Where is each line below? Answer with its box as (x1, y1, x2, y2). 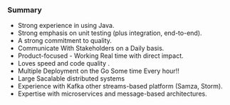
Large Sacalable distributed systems (17, 74, 125, 83)
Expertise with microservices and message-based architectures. (17, 89, 208, 98)
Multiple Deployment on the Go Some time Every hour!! (17, 66, 179, 76)
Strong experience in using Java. (17, 21, 115, 30)
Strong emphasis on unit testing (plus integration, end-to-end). (17, 29, 202, 37)
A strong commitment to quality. (17, 36, 113, 45)
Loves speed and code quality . (17, 59, 110, 68)
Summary (7, 5, 43, 15)
